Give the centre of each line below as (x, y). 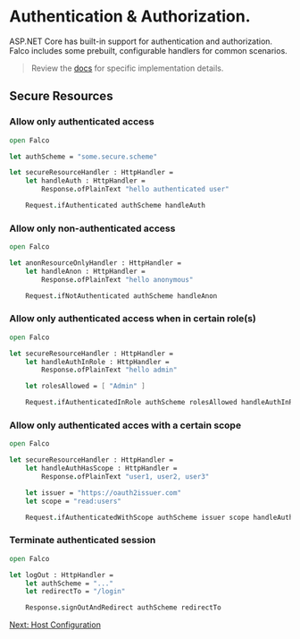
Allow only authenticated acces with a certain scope (125, 425)
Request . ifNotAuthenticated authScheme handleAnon (121, 296)
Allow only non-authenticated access (92, 228)
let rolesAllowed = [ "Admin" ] (85, 387)
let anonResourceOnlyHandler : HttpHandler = (95, 263)
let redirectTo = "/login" (75, 592)
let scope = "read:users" (74, 501)
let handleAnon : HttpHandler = (85, 271)
